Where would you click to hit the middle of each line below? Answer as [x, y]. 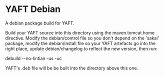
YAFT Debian [33, 9]
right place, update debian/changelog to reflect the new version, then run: [81, 48]
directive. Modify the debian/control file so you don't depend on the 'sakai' [82, 38]
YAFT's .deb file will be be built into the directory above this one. [72, 68]
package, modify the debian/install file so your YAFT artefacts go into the [80, 43]
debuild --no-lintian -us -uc [33, 58]
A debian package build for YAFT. [40, 23]
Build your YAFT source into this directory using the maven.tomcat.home [80, 32]
